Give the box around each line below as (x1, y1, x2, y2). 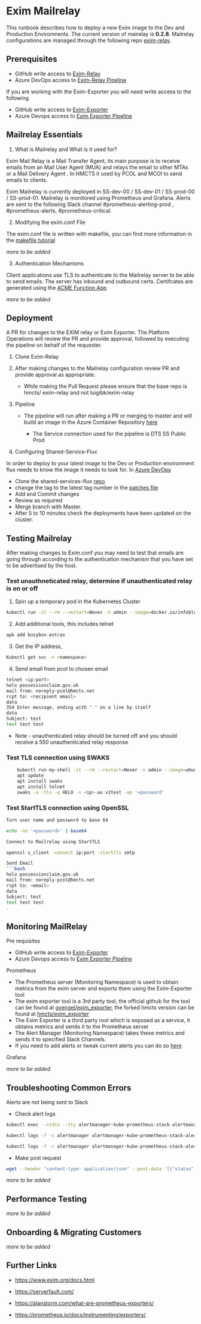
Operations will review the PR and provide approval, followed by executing (6, 335, 190, 343)
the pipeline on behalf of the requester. (6, 341, 102, 349)
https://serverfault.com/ (14, 1287, 74, 1295)
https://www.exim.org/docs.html (14, 1276, 95, 1283)
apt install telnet (17, 783, 66, 790)
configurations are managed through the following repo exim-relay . (6, 37, 172, 44)
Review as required (14, 497, 63, 504)
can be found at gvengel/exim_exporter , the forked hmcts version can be (14, 1004, 194, 1011)
